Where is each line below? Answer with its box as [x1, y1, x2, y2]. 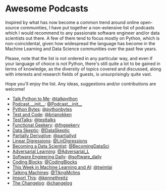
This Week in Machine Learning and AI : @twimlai [12, 164, 112, 170]
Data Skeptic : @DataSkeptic [12, 127, 70, 133]
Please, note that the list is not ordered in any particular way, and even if [5, 55, 153, 61]
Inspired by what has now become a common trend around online [5, 19, 140, 25]
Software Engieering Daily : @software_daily [12, 153, 102, 159]
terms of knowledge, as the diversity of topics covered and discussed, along [5, 65, 162, 72]
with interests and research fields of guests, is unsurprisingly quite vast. [5, 71, 152, 77]
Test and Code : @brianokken [12, 111, 72, 117]
